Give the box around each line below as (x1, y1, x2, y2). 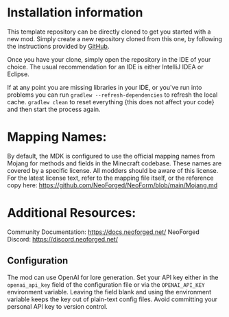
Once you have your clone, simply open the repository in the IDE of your (7, 55, 211, 63)
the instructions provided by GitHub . (7, 42, 110, 50)
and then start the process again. (7, 105, 101, 113)
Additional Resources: (7, 205, 136, 221)
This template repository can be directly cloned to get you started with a (7, 27, 211, 36)
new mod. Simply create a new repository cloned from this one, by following (7, 34, 223, 43)
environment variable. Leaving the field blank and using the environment (7, 287, 211, 296)
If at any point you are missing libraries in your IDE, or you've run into (7, 83, 202, 91)
